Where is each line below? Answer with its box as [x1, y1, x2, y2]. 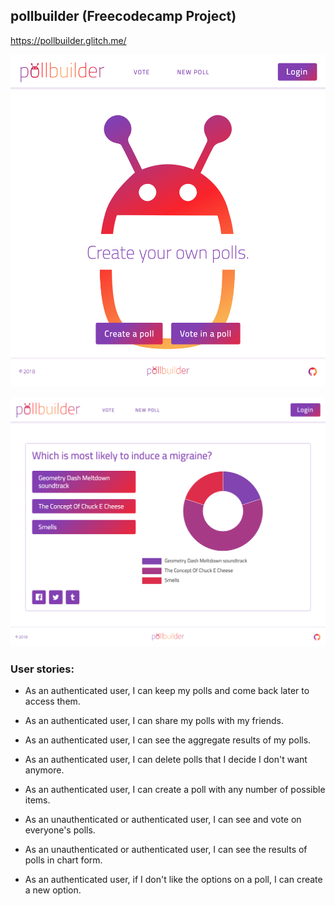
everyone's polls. [24, 824, 96, 836]
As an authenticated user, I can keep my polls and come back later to [24, 685, 310, 697]
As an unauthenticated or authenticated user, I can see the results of [24, 844, 308, 856]
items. [24, 794, 51, 806]
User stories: [10, 662, 75, 676]
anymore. [24, 764, 65, 776]
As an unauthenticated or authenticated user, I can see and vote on [24, 814, 302, 826]
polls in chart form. [24, 854, 103, 866]
